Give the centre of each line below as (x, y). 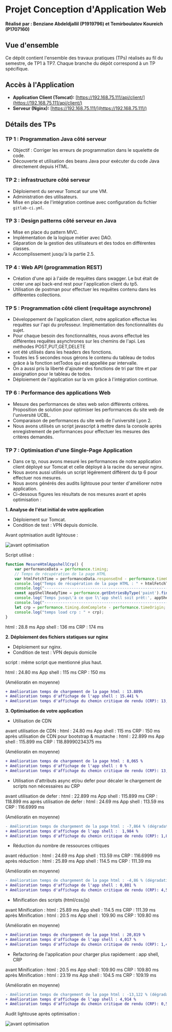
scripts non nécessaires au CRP (46, 786)
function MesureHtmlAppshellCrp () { (44, 564)
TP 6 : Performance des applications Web (58, 393)
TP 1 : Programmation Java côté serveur (56, 139)
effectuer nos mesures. (37, 478)
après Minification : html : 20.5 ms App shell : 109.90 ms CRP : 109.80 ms (82, 915)
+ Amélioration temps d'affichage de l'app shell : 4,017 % (71, 939)
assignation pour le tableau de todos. (52, 374)
